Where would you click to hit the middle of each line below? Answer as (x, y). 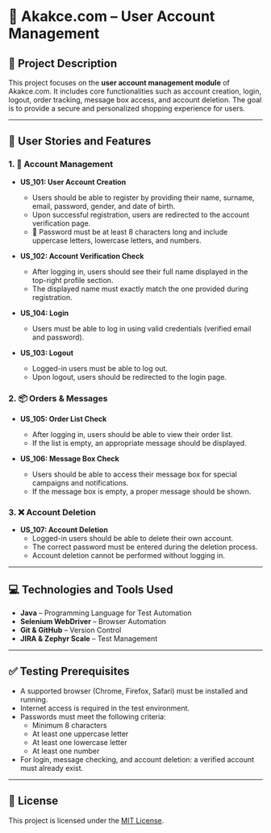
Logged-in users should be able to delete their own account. (133, 539)
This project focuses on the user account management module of (119, 83)
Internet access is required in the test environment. (105, 708)
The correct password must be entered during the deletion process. (145, 547)
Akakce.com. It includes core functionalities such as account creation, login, (135, 91)
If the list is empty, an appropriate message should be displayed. (140, 443)
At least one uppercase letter (80, 734)
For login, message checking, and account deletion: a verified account (137, 759)
